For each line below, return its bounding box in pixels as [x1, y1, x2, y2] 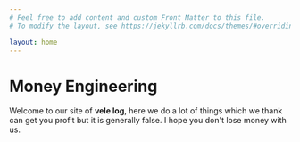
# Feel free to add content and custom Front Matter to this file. [9, 13, 266, 22]
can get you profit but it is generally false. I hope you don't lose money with [9, 115, 287, 126]
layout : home [9, 38, 58, 46]
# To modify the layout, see [9, 21, 118, 30]
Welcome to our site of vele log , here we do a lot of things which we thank [9, 105, 283, 116]
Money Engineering [9, 76, 158, 96]
